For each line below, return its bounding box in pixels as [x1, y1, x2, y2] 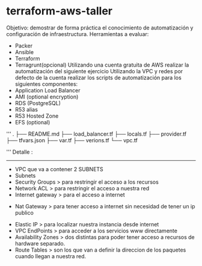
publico [14, 209, 34, 216]
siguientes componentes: [14, 80, 78, 88]
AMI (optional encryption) [14, 93, 79, 100]
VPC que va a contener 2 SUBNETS [14, 165, 103, 172]
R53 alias [14, 106, 38, 113]
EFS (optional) [14, 118, 50, 125]
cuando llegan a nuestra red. [14, 252, 87, 259]
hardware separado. [14, 240, 66, 247]
